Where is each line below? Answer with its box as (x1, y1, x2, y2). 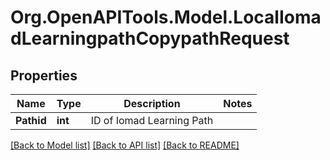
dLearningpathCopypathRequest (10, 27, 290, 50)
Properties (10, 67, 78, 84)
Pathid (15, 114, 47, 127)
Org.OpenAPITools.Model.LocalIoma (10, 6, 322, 29)
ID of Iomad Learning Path (90, 114, 214, 127)
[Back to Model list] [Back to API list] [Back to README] (10, 139, 240, 151)
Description (123, 97, 181, 110)
